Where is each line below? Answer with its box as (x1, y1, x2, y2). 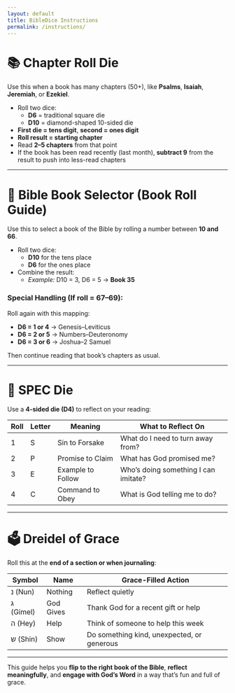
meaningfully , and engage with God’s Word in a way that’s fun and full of (7, 671, 220, 679)
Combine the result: (17, 268, 75, 276)
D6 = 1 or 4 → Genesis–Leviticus (17, 323, 111, 331)
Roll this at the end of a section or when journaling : (7, 559, 157, 567)
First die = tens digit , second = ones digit (17, 126, 139, 134)
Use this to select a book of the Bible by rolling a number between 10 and (7, 225, 219, 233)
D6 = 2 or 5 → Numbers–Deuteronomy (17, 330, 128, 338)
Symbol (12, 575, 38, 585)
